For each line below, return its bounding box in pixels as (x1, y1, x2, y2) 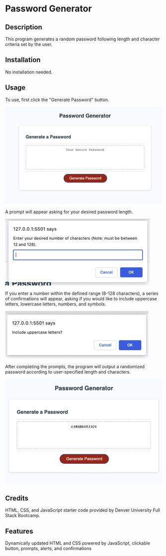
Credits (5, 494, 29, 502)
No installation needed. (5, 69, 53, 75)
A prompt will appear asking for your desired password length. (5, 209, 133, 215)
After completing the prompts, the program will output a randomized (5, 364, 145, 370)
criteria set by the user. (5, 41, 53, 47)
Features (5, 527, 33, 536)
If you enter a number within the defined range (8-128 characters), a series (5, 290, 159, 296)
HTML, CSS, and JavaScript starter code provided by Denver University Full (5, 507, 161, 513)
